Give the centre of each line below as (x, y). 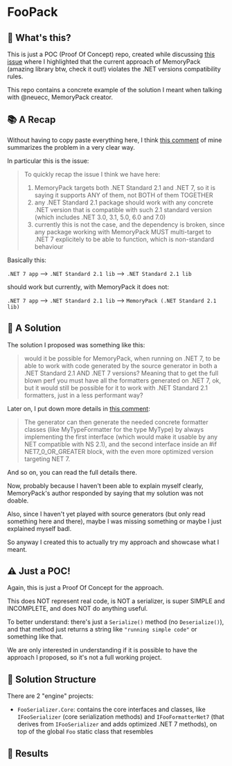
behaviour (49, 246)
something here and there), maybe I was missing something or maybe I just (114, 521)
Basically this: (27, 260)
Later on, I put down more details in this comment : (79, 408)
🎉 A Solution (34, 328)
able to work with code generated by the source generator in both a (121, 365)
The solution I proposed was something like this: (76, 345)
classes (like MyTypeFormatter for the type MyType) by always (114, 429)
